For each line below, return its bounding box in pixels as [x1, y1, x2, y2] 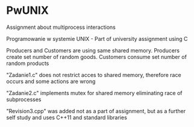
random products [6, 60, 49, 67]
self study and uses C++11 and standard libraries [6, 114, 128, 121]
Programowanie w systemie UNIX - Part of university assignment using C [6, 35, 188, 42]
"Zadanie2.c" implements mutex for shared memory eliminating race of [6, 89, 183, 96]
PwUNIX [6, 4, 49, 17]
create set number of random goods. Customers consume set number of [6, 53, 187, 60]
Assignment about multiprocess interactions [6, 23, 116, 31]
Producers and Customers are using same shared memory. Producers [6, 46, 180, 54]
